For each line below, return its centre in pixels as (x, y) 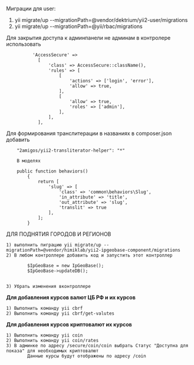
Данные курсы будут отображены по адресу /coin (87, 356)
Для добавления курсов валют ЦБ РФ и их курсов (71, 297)
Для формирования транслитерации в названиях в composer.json (89, 133)
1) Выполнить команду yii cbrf (45, 308)
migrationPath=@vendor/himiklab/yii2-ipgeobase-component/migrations (93, 250)
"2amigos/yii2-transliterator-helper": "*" (71, 151)
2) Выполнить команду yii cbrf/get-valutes (60, 313)
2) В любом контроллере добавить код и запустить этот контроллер (89, 255)
